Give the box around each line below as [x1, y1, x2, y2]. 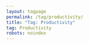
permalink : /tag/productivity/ [6, 14, 84, 20]
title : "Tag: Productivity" [6, 19, 76, 25]
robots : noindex [6, 30, 46, 36]
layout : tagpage [6, 8, 46, 15]
